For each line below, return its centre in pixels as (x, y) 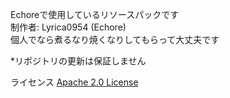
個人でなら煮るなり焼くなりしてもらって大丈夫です (115, 39)
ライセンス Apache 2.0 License (74, 82)
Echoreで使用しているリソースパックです (95, 14)
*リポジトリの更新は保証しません (78, 61)
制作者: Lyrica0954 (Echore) (68, 27)
